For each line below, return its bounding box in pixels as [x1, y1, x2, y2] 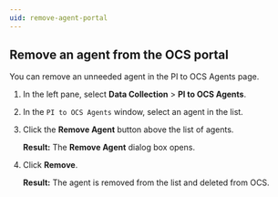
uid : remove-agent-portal [9, 13, 108, 23]
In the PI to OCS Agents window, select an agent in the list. [22, 107, 243, 118]
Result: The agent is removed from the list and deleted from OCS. [22, 177, 271, 188]
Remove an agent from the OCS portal [9, 47, 230, 63]
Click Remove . [22, 160, 78, 171]
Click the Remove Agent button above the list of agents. [22, 124, 234, 135]
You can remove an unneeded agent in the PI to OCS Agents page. [9, 71, 260, 82]
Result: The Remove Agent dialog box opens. [22, 142, 196, 153]
